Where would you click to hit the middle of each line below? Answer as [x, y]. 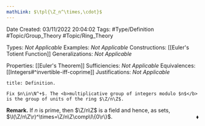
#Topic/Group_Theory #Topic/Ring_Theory [60, 35]
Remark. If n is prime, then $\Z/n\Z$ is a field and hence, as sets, [88, 110]
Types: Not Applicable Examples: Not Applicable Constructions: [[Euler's [98, 47]
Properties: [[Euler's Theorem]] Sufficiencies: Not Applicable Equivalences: [101, 65]
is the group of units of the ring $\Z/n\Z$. [65, 99]
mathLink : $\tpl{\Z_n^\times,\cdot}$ [54, 12]
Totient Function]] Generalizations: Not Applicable [69, 54]
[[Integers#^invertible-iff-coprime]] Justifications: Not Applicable [88, 72]
